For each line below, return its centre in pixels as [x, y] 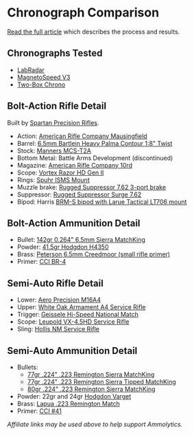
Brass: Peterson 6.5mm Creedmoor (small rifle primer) [93, 254]
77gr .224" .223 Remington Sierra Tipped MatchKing [101, 382]
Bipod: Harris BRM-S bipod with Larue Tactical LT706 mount [102, 201]
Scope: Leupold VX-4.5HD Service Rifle [73, 322]
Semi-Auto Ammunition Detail [72, 351]
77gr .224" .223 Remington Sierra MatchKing [91, 375]
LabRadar [31, 69]
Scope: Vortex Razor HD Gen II [60, 172]
